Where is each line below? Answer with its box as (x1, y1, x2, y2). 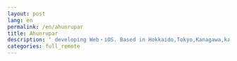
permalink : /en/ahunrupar (7, 23, 83, 30)
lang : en (7, 17, 33, 24)
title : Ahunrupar (7, 29, 59, 37)
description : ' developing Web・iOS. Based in (7, 36, 146, 43)
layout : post (7, 10, 46, 18)
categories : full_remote (7, 43, 80, 50)
